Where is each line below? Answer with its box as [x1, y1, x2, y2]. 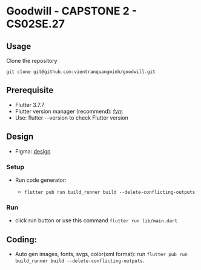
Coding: [6, 234, 38, 245]
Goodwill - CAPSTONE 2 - [6, 4, 137, 18]
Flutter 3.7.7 [15, 101, 45, 108]
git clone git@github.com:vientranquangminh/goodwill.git [6, 69, 156, 75]
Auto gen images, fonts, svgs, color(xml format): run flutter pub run [15, 251, 188, 258]
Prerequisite [6, 85, 54, 95]
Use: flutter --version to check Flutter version [15, 114, 128, 121]
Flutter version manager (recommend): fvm [15, 108, 123, 115]
